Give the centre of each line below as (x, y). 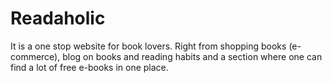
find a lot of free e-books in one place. (89, 67)
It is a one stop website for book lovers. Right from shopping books (148, 46)
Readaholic (58, 18)
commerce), (35, 56)
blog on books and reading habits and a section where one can (192, 56)
